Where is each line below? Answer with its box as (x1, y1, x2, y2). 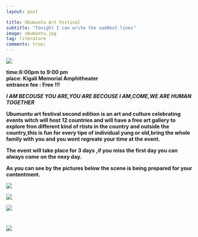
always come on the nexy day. (6, 153, 82, 160)
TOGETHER (6, 99, 35, 106)
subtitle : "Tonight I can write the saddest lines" (6, 25, 136, 31)
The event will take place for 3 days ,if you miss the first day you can (6, 147, 178, 154)
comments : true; (6, 41, 46, 47)
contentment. (6, 171, 41, 178)
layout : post (6, 8, 38, 15)
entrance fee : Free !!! (6, 81, 60, 88)
